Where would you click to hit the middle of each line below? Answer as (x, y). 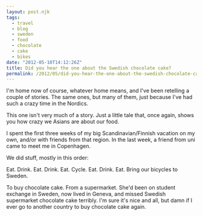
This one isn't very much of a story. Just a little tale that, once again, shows (100, 115)
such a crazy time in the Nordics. (47, 104)
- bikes (21, 57)
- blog (20, 29)
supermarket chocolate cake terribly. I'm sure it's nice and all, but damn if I (99, 200)
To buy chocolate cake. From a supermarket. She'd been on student (91, 188)
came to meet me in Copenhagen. (49, 146)
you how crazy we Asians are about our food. (63, 122)
